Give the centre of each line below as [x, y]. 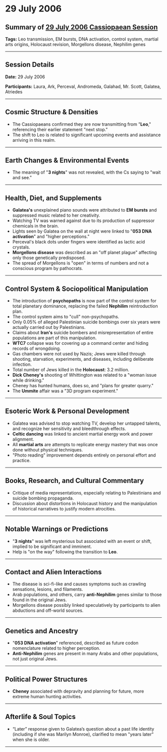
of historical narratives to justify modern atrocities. [64, 508]
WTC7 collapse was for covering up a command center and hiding [80, 343]
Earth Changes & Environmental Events [67, 160]
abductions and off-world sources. [48, 611]
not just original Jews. [35, 659]
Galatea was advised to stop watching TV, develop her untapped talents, [86, 423]
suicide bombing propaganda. [43, 498]
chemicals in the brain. [36, 226]
